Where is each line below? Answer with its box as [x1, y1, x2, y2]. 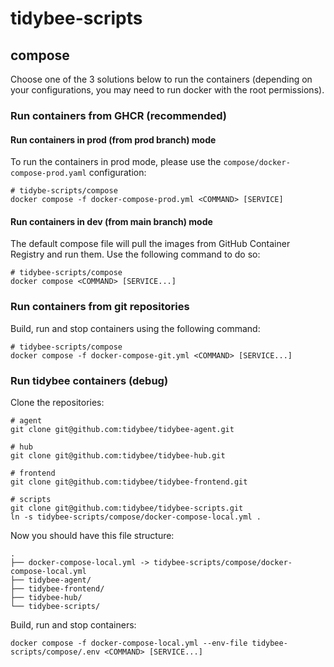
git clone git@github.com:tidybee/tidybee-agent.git [10, 424, 235, 434]
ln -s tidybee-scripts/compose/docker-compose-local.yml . [10, 512, 262, 522]
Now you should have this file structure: [10, 529, 175, 541]
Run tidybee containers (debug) [10, 373, 169, 387]
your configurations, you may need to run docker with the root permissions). [10, 84, 325, 96]
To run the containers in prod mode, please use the [10, 156, 222, 168]
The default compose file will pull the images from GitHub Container [10, 238, 291, 250]
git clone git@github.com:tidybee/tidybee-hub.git [10, 450, 226, 461]
